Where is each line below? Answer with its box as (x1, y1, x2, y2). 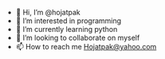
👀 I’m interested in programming (15, 16, 122, 26)
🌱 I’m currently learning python (15, 25, 118, 33)
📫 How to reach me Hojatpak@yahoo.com (15, 42, 157, 51)
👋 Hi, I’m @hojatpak (15, 8, 81, 17)
